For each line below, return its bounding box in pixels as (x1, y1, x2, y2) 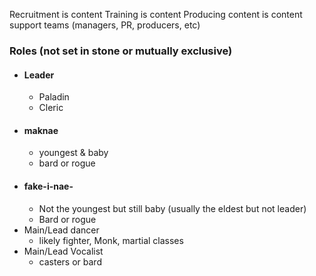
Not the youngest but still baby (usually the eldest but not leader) (38, 202, 307, 214)
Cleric (38, 102, 64, 114)
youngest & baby (38, 147, 109, 159)
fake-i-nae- (23, 180, 74, 192)
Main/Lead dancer (23, 224, 100, 236)
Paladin (38, 91, 70, 103)
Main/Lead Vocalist (23, 245, 104, 257)
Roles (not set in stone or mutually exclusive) (9, 44, 233, 58)
